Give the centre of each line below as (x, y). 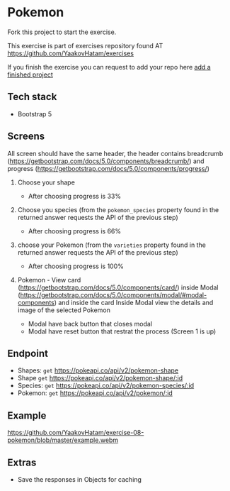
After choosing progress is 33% (75, 196)
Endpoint (28, 353)
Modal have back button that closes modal (90, 324)
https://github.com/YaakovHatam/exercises (71, 53)
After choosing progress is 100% (76, 266)
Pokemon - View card (49, 280)
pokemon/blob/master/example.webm (63, 440)
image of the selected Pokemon (64, 310)
